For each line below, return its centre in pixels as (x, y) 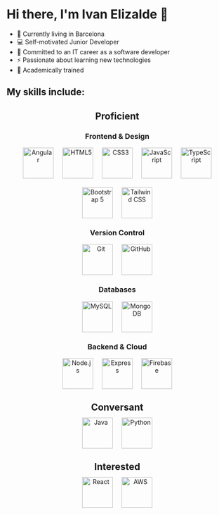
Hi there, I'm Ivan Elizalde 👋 (88, 14)
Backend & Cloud (117, 347)
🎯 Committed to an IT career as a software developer (93, 51)
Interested (117, 467)
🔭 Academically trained (50, 70)
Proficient (117, 116)
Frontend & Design (117, 136)
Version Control (117, 232)
